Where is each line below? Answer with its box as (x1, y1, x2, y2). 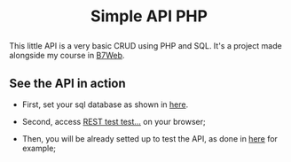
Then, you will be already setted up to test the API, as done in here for (21, 134, 278, 143)
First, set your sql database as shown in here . (21, 99, 189, 110)
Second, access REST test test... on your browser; (21, 117, 206, 127)
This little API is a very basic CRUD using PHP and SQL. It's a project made (9, 41, 282, 51)
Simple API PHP (90, 6, 208, 27)
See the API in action (9, 75, 126, 90)
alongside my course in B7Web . (9, 50, 125, 61)
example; (21, 143, 56, 153)
